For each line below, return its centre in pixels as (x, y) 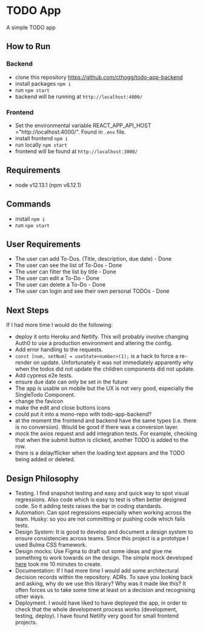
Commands (29, 204)
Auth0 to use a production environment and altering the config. (94, 343)
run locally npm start (41, 145)
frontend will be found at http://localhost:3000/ (76, 151)
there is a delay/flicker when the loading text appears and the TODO (100, 453)
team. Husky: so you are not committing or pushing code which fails (100, 519)
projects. (26, 622)
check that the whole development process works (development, (96, 609)
